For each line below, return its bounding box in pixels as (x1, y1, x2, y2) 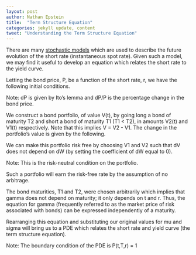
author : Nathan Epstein (6, 14, 64, 20)
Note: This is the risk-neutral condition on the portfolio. (6, 159, 139, 166)
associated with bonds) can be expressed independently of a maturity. (6, 207, 177, 214)
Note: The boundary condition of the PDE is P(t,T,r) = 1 (6, 242, 137, 249)
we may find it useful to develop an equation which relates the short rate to (6, 59, 187, 66)
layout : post (6, 8, 38, 15)
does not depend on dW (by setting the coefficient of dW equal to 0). (6, 148, 173, 155)
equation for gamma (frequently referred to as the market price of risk (6, 200, 174, 208)
